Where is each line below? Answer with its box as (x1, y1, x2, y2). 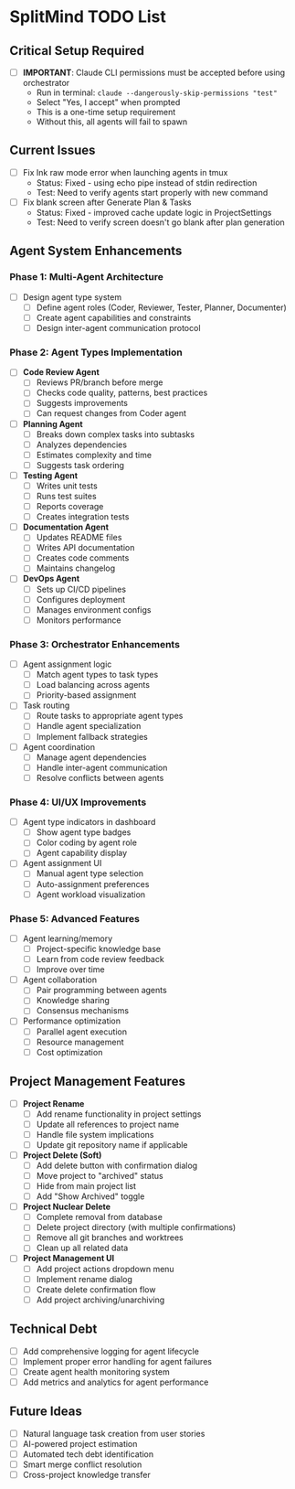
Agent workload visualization (36, 889, 146, 900)
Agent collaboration (22, 974, 98, 985)
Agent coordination (22, 741, 96, 752)
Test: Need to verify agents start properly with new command (36, 187, 269, 198)
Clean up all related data (36, 1242, 129, 1254)
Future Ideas (9, 1404, 82, 1419)
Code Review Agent (22, 367, 100, 378)
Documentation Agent (22, 521, 110, 532)
